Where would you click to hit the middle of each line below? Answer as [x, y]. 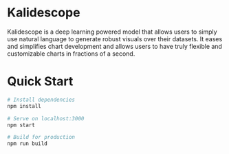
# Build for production [41, 137]
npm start [21, 125]
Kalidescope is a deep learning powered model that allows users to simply [112, 32]
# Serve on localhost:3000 [46, 118]
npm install [24, 106]
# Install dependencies [41, 100]
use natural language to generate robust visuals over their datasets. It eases [115, 38]
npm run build [28, 144]
